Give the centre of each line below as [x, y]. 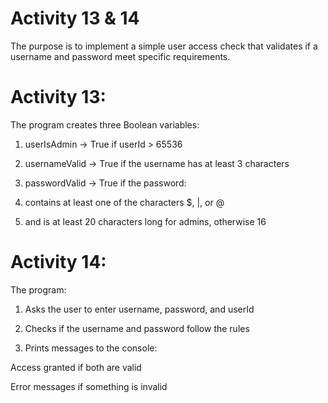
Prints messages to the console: [91, 348]
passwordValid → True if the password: [105, 183]
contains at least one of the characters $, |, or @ [124, 202]
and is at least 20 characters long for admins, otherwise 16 [145, 221]
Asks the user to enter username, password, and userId [139, 309]
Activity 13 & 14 [75, 18]
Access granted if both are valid [76, 367]
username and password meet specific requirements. [120, 56]
